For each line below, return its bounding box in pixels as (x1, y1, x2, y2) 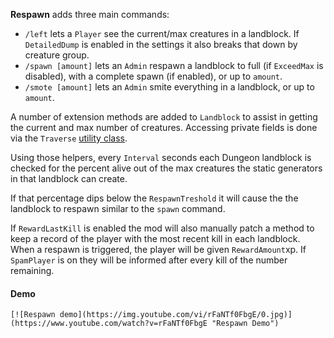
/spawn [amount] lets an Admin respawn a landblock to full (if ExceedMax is (24, 60, 324, 71)
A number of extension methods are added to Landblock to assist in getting (10, 111, 318, 123)
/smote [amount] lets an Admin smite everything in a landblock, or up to (24, 81, 315, 93)
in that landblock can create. (10, 173, 128, 184)
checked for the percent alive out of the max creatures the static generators (10, 162, 323, 174)
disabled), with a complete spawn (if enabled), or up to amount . (24, 70, 283, 82)
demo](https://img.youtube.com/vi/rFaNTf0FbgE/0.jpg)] (59, 310, 293, 320)
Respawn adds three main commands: (10, 9, 170, 20)
